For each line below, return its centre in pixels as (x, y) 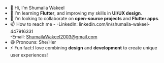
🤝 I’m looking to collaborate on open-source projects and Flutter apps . (85, 18)
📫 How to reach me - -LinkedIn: (44, 24)
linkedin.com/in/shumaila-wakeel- (114, 24)
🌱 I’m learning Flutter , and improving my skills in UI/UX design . (76, 13)
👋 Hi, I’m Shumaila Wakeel (37, 8)
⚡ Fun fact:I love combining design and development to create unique (84, 48)
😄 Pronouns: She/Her (33, 42)
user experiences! (29, 55)
